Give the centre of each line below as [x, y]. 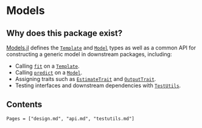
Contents [24, 105]
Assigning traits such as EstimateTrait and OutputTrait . [85, 79]
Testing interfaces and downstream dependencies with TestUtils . [98, 85]
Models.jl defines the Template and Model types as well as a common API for [101, 48]
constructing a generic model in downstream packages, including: [89, 54]
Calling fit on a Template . [47, 66]
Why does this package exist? [64, 33]
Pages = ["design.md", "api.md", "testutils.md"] [71, 119]
